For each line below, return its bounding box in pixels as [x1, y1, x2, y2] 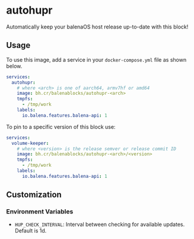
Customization [6, 190, 62, 200]
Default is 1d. [14, 227, 47, 234]
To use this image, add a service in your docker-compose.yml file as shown [6, 56, 187, 63]
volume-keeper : [11, 140, 49, 146]
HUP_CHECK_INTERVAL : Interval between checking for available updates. [14, 221, 185, 228]
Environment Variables [6, 208, 74, 216]
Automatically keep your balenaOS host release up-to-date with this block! [6, 23, 189, 30]
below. [6, 62, 23, 69]
